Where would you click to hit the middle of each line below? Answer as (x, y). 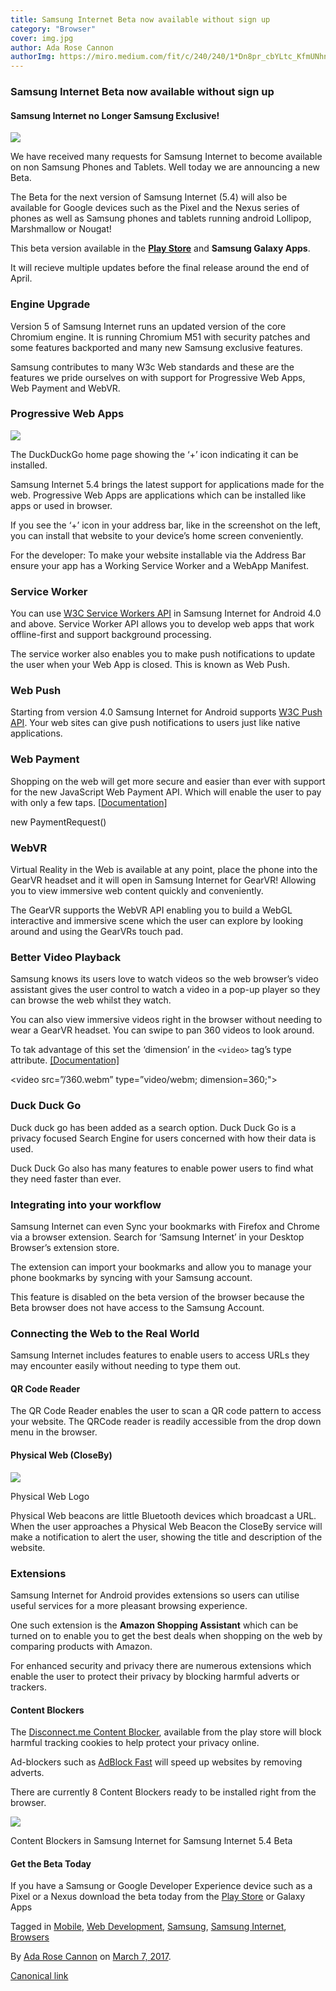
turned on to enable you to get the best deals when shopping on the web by (166, 1635)
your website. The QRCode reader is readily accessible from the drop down (166, 1422)
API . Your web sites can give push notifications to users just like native (155, 723)
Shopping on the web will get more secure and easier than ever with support (168, 781)
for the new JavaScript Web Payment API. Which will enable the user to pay (166, 792)
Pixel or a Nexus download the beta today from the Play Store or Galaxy (158, 1897)
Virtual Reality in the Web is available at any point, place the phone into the (164, 870)
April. (21, 278)
